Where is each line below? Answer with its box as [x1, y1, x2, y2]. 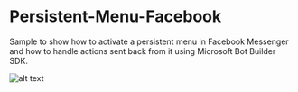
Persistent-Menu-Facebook [9, 6, 222, 27]
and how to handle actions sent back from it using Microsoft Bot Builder [9, 45, 276, 56]
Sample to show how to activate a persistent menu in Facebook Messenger [9, 36, 289, 47]
